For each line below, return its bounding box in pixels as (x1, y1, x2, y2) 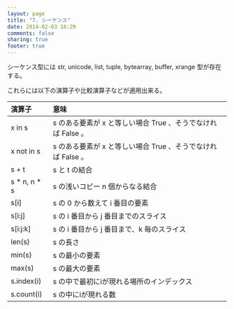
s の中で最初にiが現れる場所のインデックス (52, 277, 193, 286)
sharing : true (7, 36, 49, 43)
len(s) (10, 237, 30, 246)
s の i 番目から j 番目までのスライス (52, 211, 167, 220)
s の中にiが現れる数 (52, 290, 116, 299)
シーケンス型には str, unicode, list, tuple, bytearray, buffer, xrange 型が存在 (7, 63, 221, 70)
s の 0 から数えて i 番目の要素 (52, 198, 149, 208)
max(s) (10, 263, 34, 273)
